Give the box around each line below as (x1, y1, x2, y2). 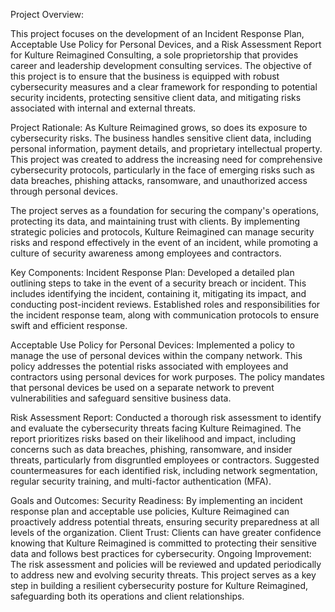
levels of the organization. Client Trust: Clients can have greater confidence (10, 527, 322, 538)
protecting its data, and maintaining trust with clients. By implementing (10, 215, 301, 227)
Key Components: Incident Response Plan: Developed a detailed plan (10, 267, 295, 278)
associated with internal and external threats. (10, 102, 197, 114)
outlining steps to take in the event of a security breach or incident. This (10, 277, 307, 289)
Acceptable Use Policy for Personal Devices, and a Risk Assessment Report (10, 39, 322, 50)
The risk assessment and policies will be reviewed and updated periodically (10, 559, 322, 570)
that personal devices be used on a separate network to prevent (10, 382, 275, 393)
